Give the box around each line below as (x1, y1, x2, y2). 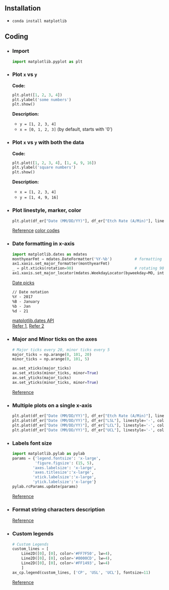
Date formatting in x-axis (12, 240, 75, 247)
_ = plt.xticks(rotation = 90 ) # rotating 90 (12, 266, 164, 271)
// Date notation (12, 289, 49, 295)
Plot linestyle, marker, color (12, 207, 81, 214)
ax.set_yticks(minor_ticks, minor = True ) (12, 380, 99, 385)
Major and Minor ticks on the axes (12, 336, 97, 343)
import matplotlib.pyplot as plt (12, 59, 83, 64)
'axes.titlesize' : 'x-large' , (32, 470, 94, 475)
